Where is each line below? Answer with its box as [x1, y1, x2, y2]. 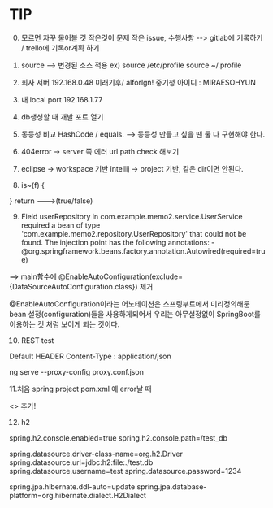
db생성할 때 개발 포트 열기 [20, 111, 104, 122]
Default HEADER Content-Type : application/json [9, 351, 171, 361]
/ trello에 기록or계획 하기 [20, 42, 100, 53]
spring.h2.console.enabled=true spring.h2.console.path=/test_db [9, 432, 228, 443]
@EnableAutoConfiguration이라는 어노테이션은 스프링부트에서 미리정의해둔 [9, 298, 250, 309]
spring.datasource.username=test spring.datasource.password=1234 [9, 466, 242, 475]
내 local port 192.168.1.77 [20, 94, 103, 104]
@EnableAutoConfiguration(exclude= [58, 271, 184, 281]
